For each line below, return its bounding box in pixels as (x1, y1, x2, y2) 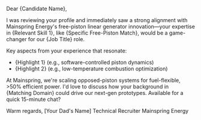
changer (6, 36, 27, 42)
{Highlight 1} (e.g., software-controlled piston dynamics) (14, 59, 154, 66)
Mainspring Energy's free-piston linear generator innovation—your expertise (6, 23, 195, 30)
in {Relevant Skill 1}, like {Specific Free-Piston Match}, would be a (6, 29, 168, 36)
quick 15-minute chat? (6, 96, 61, 103)
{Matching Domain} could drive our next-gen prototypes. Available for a (6, 90, 184, 96)
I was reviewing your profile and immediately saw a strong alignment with (6, 17, 188, 23)
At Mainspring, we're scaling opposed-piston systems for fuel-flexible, (6, 77, 181, 84)
